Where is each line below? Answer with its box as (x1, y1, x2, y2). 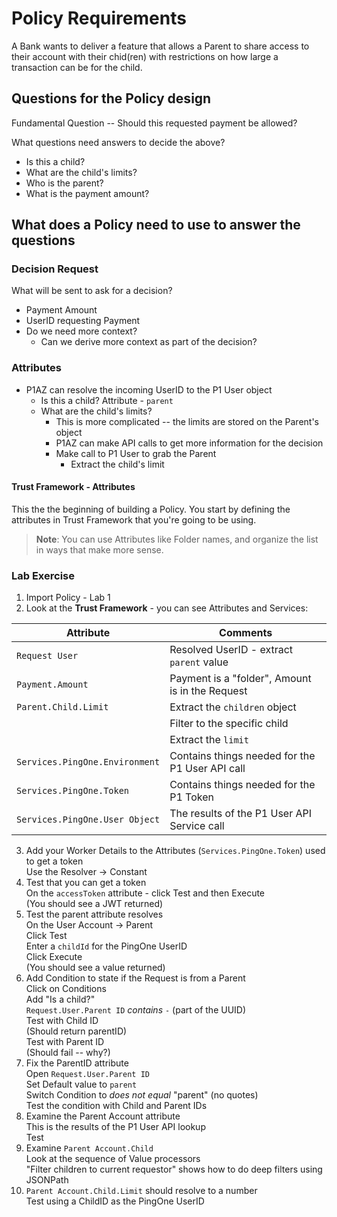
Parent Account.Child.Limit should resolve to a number (25, 1185, 258, 1197)
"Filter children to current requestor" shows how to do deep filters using (25, 1163, 323, 1176)
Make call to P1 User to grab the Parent (55, 447, 217, 459)
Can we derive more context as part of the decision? (40, 336, 258, 348)
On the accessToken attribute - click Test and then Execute (25, 887, 266, 899)
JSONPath (25, 1174, 69, 1186)
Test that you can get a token (25, 877, 147, 889)
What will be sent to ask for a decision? (11, 285, 173, 297)
